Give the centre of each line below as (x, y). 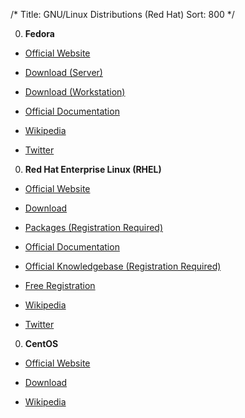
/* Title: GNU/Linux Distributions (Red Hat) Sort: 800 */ (122, 14)
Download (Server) (63, 72)
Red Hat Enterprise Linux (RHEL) (93, 169)
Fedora (39, 33)
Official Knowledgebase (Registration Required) (123, 266)
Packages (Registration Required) (94, 227)
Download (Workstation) (75, 92)
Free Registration (60, 285)
